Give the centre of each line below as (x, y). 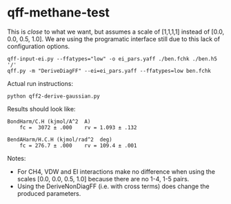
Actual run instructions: (40, 83)
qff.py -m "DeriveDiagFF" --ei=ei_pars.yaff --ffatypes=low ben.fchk (109, 71)
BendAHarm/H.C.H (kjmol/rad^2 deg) (60, 139)
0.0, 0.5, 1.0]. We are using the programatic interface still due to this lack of (114, 38)
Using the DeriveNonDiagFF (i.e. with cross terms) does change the (113, 186)
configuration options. (39, 46)
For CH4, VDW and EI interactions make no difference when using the (116, 171)
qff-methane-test (59, 13)
